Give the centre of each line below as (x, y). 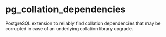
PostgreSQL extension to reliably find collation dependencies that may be (83, 23)
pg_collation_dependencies (66, 9)
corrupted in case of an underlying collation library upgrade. (69, 28)
